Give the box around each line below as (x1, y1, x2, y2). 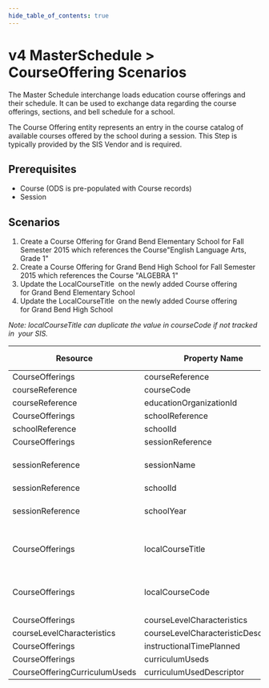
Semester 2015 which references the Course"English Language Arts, (19, 245, 247, 255)
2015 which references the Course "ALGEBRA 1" (19, 271, 179, 280)
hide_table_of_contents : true (8, 11, 110, 20)
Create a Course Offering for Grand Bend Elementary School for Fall (19, 237, 244, 247)
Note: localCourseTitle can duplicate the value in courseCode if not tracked (8, 320, 258, 330)
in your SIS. (8, 329, 48, 339)
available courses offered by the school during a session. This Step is (8, 131, 238, 140)
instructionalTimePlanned (143, 641, 240, 652)
